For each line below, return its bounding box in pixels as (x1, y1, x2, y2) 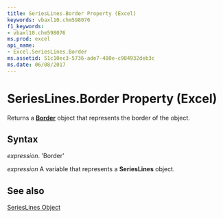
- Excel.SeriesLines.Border (7, 49, 88, 56)
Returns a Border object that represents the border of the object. (7, 113, 191, 122)
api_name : (7, 42, 36, 49)
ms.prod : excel (7, 36, 51, 43)
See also (7, 185, 45, 197)
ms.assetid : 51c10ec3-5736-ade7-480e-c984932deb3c (7, 55, 155, 62)
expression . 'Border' (7, 152, 64, 160)
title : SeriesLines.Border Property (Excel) (7, 10, 137, 17)
